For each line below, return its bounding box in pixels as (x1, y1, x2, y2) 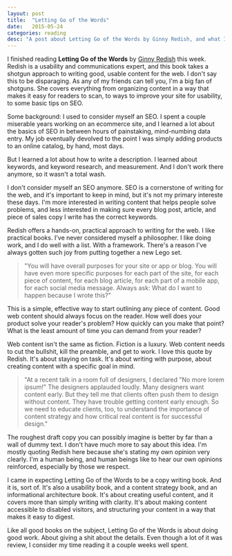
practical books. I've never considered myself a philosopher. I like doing (7, 233, 212, 242)
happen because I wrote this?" (23, 292, 112, 300)
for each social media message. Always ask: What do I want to (23, 284, 202, 292)
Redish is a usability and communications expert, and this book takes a (7, 62, 209, 71)
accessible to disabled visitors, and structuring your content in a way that (7, 505, 216, 514)
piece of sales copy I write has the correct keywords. (7, 213, 158, 222)
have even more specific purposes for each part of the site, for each (23, 269, 219, 278)
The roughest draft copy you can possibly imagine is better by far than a (7, 433, 213, 442)
